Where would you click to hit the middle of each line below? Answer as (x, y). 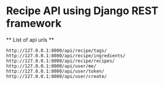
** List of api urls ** (30, 40)
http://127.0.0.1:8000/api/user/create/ (57, 76)
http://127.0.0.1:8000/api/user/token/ (55, 71)
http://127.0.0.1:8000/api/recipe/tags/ (57, 50)
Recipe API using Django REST (82, 11)
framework (34, 23)
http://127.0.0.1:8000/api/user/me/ (51, 66)
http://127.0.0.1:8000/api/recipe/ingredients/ (66, 55)
